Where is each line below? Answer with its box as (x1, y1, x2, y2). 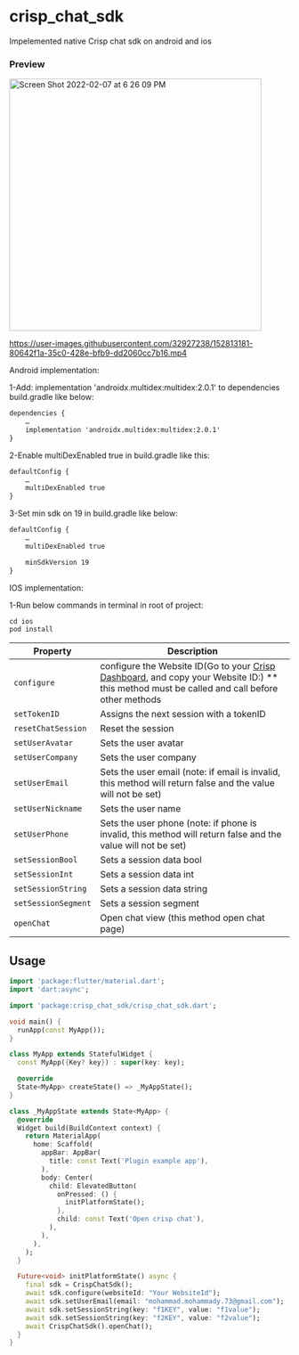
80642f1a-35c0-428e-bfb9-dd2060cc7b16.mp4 (9, 347, 188, 358)
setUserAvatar (13, 738, 74, 748)
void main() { (9, 1017, 62, 1026)
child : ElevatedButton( (48, 1181, 138, 1190)
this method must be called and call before (100, 682, 279, 695)
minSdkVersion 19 (25, 558, 90, 567)
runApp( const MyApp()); (17, 1025, 105, 1034)
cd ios (9, 616, 34, 625)
